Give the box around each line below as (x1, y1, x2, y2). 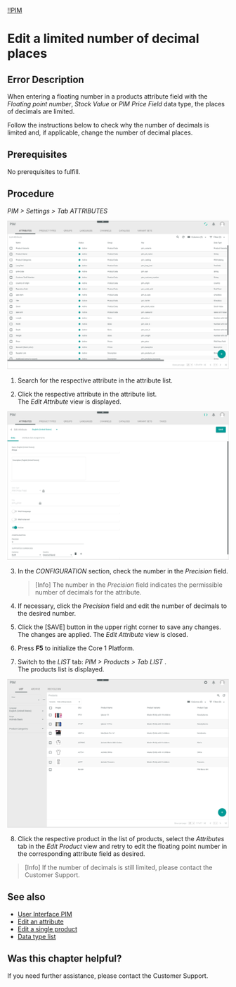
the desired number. (17, 609, 76, 617)
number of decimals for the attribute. (34, 588, 142, 596)
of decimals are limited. (7, 107, 75, 116)
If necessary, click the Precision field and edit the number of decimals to (17, 602, 227, 610)
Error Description (7, 73, 84, 85)
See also (7, 891, 46, 903)
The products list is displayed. (17, 665, 105, 673)
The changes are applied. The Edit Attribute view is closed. (17, 630, 188, 638)
